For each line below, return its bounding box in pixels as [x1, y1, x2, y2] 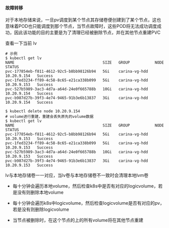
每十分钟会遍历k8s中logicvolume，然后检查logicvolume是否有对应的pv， [12, 200, 164, 206]
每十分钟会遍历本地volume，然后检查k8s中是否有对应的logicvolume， [12, 183, 158, 189]
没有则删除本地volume [17, 190, 64, 196]
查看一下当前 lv [5, 40, 37, 47]
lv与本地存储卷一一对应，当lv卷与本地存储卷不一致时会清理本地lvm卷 [5, 172, 149, 178]
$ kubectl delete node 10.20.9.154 [5, 109, 80, 114]
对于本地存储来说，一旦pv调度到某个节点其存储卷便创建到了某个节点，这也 [5, 17, 161, 23]
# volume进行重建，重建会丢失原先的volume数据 [5, 114, 94, 119]
